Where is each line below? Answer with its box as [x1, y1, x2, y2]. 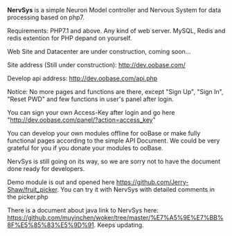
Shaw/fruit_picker [7, 185, 57, 193]
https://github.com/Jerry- [116, 178, 189, 186]
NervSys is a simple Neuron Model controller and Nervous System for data [7, 6, 222, 14]
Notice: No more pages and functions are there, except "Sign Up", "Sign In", [7, 88, 224, 96]
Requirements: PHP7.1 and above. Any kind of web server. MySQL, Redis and [7, 27, 226, 35]
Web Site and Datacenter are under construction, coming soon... [7, 48, 191, 55]
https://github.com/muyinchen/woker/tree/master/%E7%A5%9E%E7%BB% [7, 214, 224, 221]
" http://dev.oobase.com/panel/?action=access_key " [7, 116, 156, 124]
